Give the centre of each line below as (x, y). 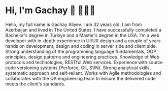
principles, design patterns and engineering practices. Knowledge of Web (82, 57)
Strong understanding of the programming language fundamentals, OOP (81, 51)
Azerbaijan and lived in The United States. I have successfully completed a (83, 29)
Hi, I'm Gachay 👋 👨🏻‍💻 (50, 10)
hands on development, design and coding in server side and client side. (81, 46)
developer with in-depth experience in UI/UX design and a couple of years (83, 41)
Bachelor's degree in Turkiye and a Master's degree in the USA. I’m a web (82, 35)
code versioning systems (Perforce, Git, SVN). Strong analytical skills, (78, 68)
